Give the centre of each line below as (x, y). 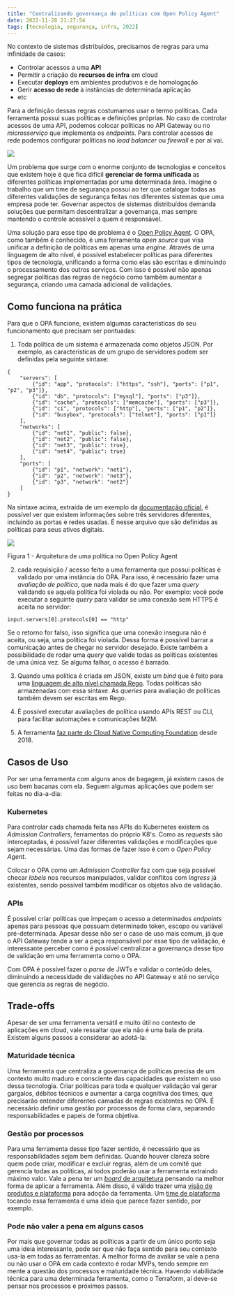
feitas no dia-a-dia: (35, 794)
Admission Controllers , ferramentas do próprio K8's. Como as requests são (115, 834)
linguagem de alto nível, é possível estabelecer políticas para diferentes (110, 255)
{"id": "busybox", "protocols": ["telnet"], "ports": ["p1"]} (124, 415)
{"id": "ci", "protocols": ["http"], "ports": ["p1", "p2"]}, (124, 409)
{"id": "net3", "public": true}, (81, 445)
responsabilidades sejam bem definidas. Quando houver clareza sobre (109, 1156)
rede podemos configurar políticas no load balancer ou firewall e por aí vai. (116, 140)
